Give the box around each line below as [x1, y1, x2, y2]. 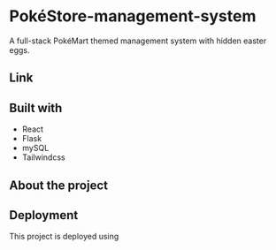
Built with [9, 100, 63, 116]
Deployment [9, 208, 79, 223]
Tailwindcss [21, 152, 65, 163]
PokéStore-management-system [9, 6, 257, 27]
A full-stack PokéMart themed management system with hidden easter [9, 35, 267, 46]
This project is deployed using [9, 231, 119, 242]
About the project [9, 178, 109, 193]
